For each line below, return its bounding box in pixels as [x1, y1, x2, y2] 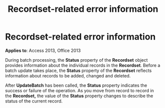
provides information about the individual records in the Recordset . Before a [5, 62, 161, 68]
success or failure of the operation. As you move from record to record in [5, 87, 154, 93]
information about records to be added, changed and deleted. [5, 72, 131, 78]
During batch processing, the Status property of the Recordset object [5, 57, 148, 63]
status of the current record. [5, 98, 63, 104]
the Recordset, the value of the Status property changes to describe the [5, 93, 154, 99]
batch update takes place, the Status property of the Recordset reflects [5, 68, 152, 73]
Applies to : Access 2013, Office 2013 [5, 47, 81, 53]
